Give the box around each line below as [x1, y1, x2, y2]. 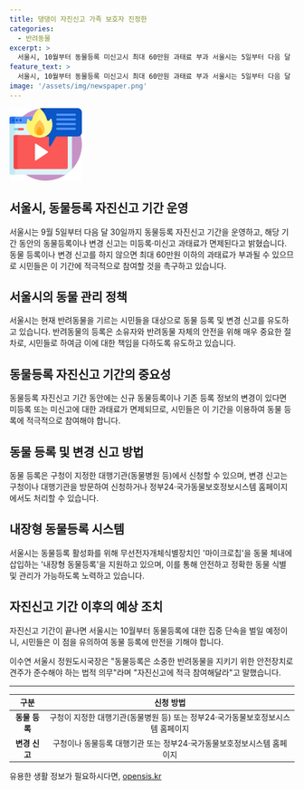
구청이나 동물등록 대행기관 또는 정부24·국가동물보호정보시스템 [52, 737, 271, 748]
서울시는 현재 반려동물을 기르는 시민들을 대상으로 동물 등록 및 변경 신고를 [9, 315, 265, 326]
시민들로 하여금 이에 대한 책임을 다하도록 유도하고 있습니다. [28, 338, 237, 349]
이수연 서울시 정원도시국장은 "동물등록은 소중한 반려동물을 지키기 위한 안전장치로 [9, 655, 294, 666]
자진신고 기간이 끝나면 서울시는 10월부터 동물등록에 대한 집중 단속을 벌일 [9, 625, 264, 636]
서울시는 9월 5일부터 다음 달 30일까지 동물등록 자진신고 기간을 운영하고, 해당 [9, 226, 280, 237]
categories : [9, 24, 54, 34]
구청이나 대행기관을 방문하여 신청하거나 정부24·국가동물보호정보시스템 [9, 481, 257, 492]
